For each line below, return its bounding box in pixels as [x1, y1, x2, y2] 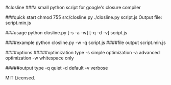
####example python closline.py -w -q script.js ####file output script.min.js [5, 39, 166, 46]
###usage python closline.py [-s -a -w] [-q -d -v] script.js [5, 30, 128, 35]
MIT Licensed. [5, 75, 36, 81]
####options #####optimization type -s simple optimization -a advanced [5, 50, 160, 55]
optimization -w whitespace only [5, 55, 74, 61]
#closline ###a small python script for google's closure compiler [5, 5, 141, 10]
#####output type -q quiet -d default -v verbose [5, 65, 108, 71]
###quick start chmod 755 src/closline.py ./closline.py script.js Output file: [5, 14, 162, 20]
